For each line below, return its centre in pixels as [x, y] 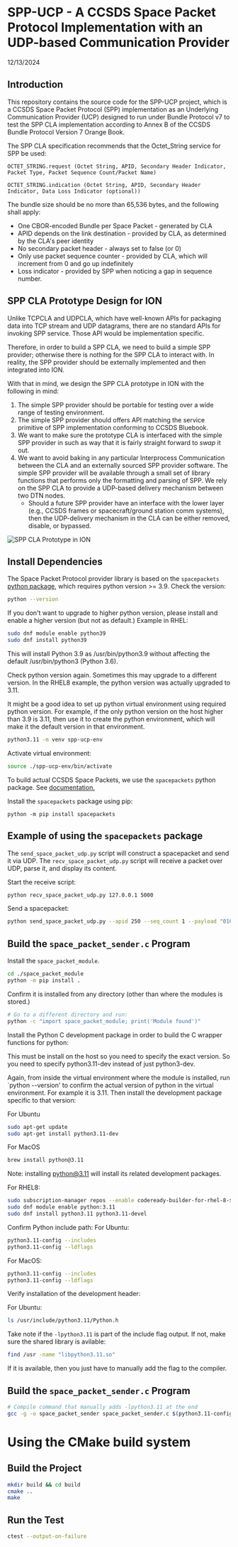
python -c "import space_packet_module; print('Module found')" [104, 1021]
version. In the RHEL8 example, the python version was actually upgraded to [119, 682]
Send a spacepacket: [38, 909]
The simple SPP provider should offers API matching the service [111, 419]
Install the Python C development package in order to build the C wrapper [115, 1034]
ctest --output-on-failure [47, 1536]
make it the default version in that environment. [76, 727]
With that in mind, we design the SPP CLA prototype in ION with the [106, 383]
